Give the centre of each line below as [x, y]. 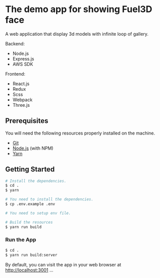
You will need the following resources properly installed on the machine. [80, 133]
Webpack [22, 100]
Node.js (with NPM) [33, 148]
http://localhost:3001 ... [30, 270]
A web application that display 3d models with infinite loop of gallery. [77, 34]
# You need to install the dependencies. [49, 199]
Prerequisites [27, 121]
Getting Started [30, 169]
